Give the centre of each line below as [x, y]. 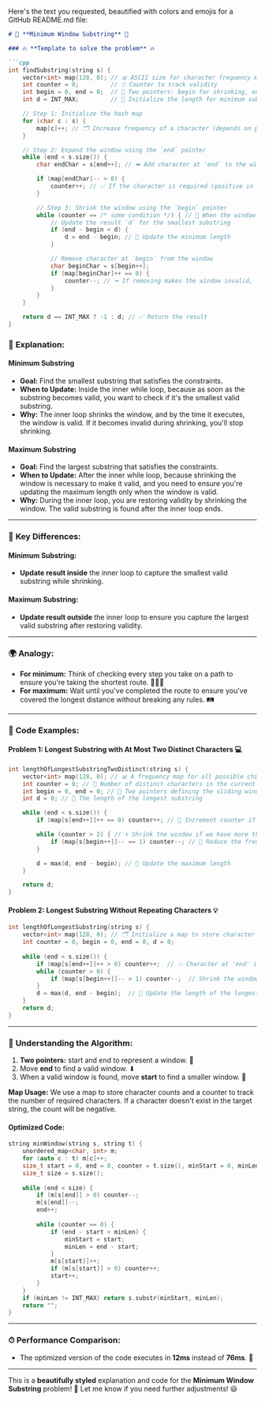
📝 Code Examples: [44, 730]
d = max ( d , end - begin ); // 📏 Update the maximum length [134, 863]
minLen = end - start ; [102, 1246]
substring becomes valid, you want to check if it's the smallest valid [129, 397]
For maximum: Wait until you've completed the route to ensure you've [134, 691]
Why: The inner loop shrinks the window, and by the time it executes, [132, 414]
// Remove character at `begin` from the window [132, 259]
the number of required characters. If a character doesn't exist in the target [130, 1101]
